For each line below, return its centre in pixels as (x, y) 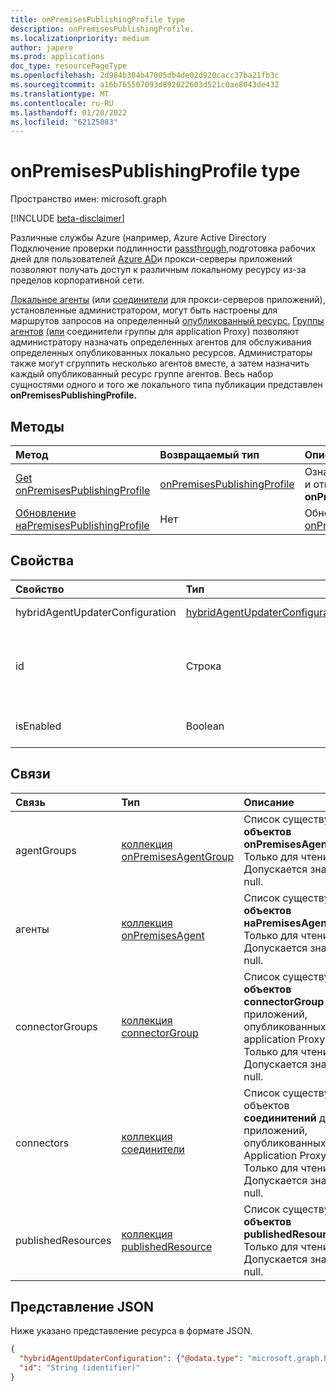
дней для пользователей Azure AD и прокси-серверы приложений (151, 259)
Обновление (46, 513)
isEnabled (38, 726)
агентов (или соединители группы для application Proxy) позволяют (155, 332)
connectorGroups (56, 1026)
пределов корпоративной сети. (77, 280)
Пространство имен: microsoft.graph (89, 199)
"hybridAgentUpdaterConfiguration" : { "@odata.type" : (131, 1359)
